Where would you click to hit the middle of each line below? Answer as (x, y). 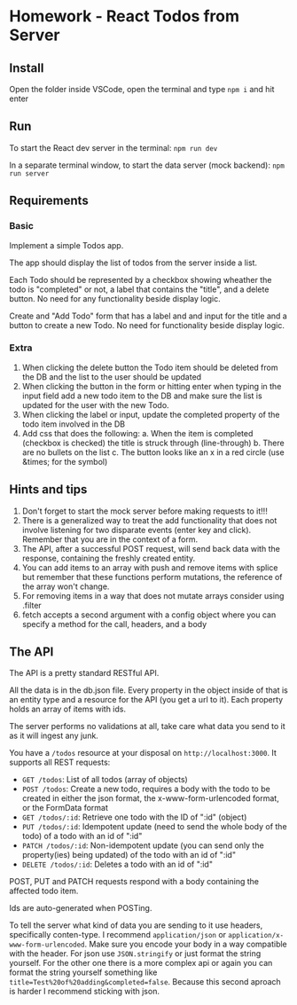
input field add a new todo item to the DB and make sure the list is (142, 396)
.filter (31, 605)
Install (27, 68)
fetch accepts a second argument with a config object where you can (149, 615)
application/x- (256, 936)
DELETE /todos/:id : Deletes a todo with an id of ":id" (117, 864)
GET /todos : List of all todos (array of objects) (105, 780)
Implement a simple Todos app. (66, 245)
